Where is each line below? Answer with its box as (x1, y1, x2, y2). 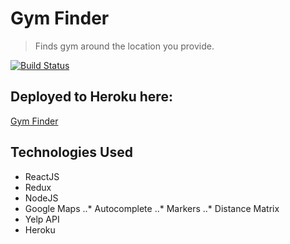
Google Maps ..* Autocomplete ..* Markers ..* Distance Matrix (24, 202, 280, 214)
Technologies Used (10, 144, 133, 161)
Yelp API (24, 213, 60, 225)
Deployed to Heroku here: (10, 88, 173, 106)
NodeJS (24, 192, 59, 204)
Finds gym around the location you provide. (34, 40, 215, 52)
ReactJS (24, 170, 60, 182)
